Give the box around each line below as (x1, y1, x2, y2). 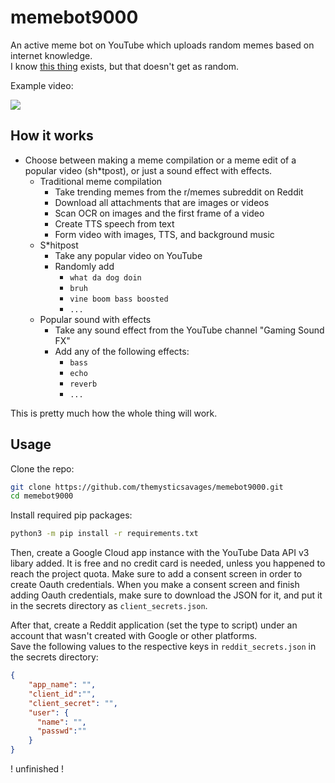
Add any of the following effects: (54, 345, 190, 357)
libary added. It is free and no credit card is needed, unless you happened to (10, 557, 326, 570)
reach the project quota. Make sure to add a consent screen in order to (10, 568, 303, 580)
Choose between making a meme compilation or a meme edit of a (24, 154, 297, 166)
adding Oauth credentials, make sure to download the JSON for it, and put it (10, 589, 323, 601)
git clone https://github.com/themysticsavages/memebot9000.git (10, 482, 284, 492)
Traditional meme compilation (39, 175, 163, 187)
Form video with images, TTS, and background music (54, 228, 275, 240)
